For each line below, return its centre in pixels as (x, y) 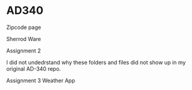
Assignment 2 (24, 50)
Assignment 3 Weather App (41, 80)
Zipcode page (24, 27)
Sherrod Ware (24, 39)
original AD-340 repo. (34, 69)
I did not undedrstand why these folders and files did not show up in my (96, 62)
